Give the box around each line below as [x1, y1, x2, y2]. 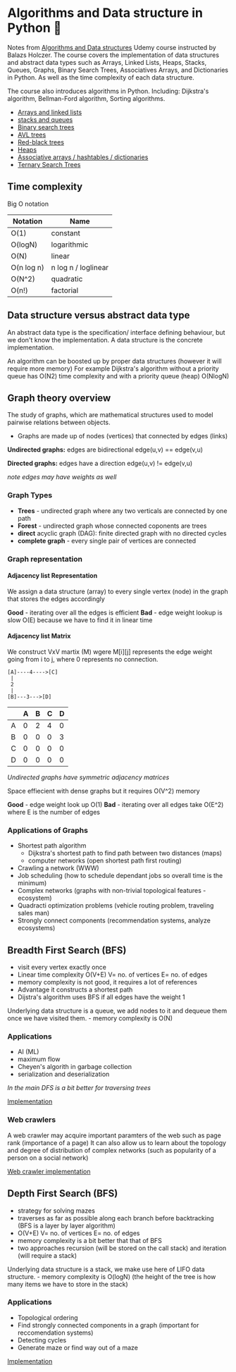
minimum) [17, 879, 47, 887]
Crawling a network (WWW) [17, 864, 100, 872]
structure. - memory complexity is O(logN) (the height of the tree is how [7, 1272, 216, 1280]
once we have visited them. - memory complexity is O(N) [7, 1014, 173, 1022]
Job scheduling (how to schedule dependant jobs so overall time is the [17, 872, 223, 880]
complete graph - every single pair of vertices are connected [17, 536, 197, 545]
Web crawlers [7, 1115, 56, 1125]
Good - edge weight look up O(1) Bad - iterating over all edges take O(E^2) [7, 801, 224, 808]
